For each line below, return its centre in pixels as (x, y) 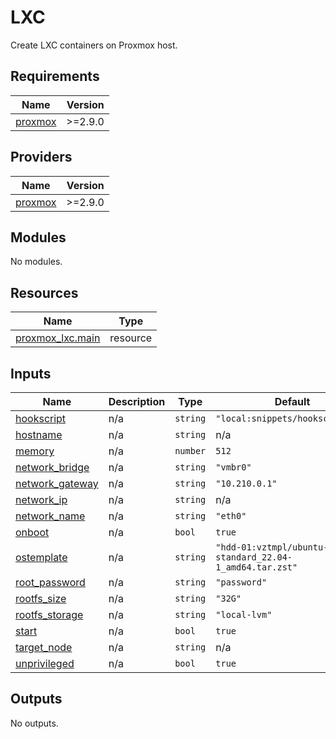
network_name (50, 516)
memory (35, 451)
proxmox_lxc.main (58, 338)
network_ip (41, 499)
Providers (41, 157)
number (190, 451)
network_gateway (57, 483)
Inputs (31, 373)
